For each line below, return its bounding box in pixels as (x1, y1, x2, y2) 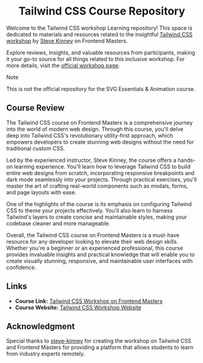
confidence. (6, 264, 36, 271)
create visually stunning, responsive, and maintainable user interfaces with (6, 257, 193, 264)
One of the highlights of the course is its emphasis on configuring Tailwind (6, 200, 192, 207)
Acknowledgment (6, 321, 75, 331)
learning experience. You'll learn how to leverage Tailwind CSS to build (14, 162, 191, 170)
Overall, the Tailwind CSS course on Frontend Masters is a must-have (6, 231, 180, 239)
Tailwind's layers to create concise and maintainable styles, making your (6, 213, 187, 221)
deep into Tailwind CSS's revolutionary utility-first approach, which (6, 132, 173, 139)
